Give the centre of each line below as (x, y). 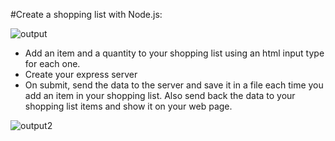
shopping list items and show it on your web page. (128, 106)
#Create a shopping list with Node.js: (86, 14)
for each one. (52, 63)
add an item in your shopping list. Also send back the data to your (160, 95)
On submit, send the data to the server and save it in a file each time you (174, 85)
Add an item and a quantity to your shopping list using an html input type (174, 53)
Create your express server (81, 74)
